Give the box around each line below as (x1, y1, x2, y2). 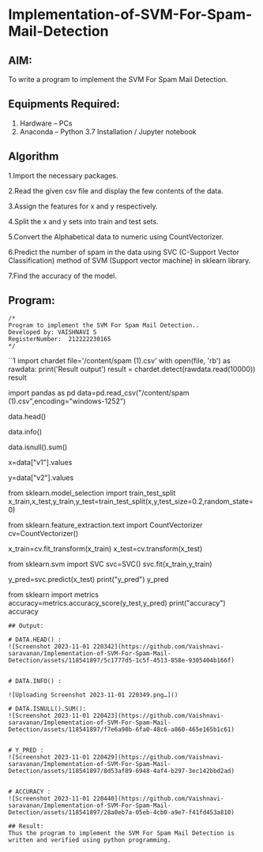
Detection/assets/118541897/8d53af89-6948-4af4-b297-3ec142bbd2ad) (8, 768, 235, 775)
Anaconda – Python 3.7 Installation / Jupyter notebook (19, 126, 197, 136)
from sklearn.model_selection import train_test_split (8, 488, 176, 498)
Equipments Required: (8, 97, 120, 111)
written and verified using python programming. (8, 836, 171, 844)
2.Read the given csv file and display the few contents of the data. (8, 186, 224, 195)
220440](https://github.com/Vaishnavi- (92, 795, 224, 803)
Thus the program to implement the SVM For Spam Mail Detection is (8, 829, 235, 838)
